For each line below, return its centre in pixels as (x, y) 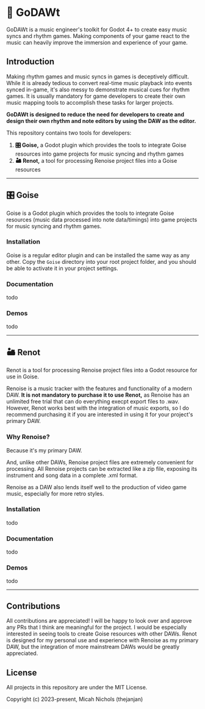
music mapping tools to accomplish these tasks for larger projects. (90, 102)
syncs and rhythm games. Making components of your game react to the (98, 36)
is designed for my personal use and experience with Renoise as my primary (103, 640)
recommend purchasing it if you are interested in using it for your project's (100, 415)
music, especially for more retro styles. (55, 493)
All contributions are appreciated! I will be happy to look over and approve (99, 621)
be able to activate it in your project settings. (62, 268)
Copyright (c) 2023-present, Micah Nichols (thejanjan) (75, 699)
